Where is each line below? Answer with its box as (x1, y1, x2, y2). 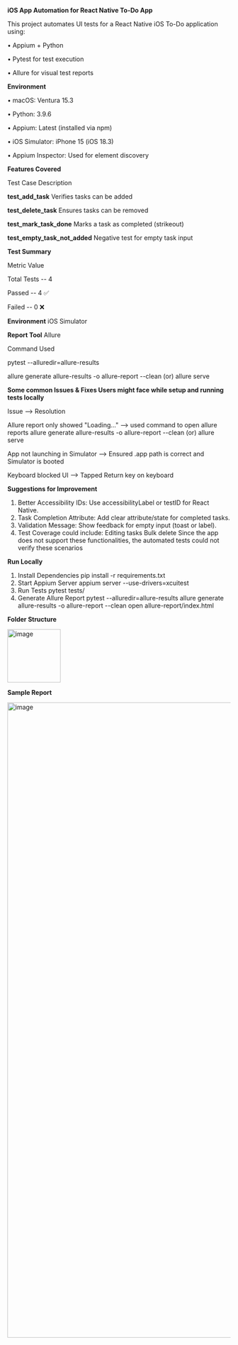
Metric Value (7, 261, 45, 269)
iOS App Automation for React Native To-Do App (7, 6, 153, 14)
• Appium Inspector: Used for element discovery (7, 151, 149, 159)
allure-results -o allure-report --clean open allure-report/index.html (17, 601, 215, 610)
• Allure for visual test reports (7, 69, 94, 77)
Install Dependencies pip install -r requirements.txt (17, 571, 166, 579)
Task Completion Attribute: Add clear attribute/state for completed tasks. (17, 514, 230, 522)
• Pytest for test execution (7, 55, 84, 63)
